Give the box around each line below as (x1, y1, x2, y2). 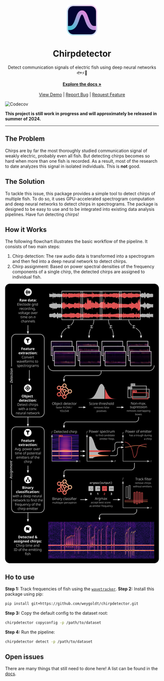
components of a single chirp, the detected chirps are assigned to (12, 269, 145, 275)
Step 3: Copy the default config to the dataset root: (5, 610, 108, 616)
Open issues (5, 653, 44, 661)
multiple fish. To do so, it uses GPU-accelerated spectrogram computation (5, 196, 155, 202)
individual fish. (12, 274, 41, 280)
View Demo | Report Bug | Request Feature (39, 91, 125, 98)
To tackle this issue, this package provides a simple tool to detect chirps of (5, 190, 156, 196)
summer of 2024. (5, 116, 41, 122)
